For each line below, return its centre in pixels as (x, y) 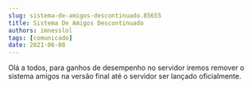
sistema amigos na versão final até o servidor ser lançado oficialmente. (125, 76)
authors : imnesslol (41, 30)
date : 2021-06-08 (37, 45)
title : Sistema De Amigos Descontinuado (76, 23)
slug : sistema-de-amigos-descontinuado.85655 (85, 15)
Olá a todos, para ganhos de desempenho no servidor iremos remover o (126, 68)
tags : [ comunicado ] (41, 38)
